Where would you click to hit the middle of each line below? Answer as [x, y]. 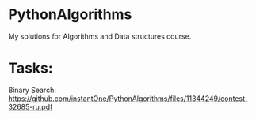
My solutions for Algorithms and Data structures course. [100, 36]
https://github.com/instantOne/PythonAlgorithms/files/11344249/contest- [128, 98]
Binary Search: [32, 90]
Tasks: [31, 68]
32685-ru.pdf [31, 106]
